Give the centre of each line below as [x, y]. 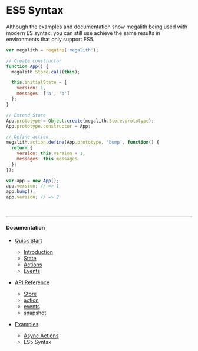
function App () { [27, 66]
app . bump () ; [21, 192]
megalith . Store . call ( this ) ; [46, 72]
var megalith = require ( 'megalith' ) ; [52, 50]
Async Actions [41, 336]
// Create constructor [34, 61]
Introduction [38, 252]
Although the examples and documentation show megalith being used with [97, 27]
